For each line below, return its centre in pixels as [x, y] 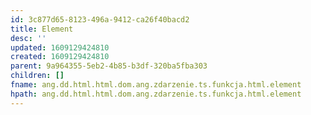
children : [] [37, 76]
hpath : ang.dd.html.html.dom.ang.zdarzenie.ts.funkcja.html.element [156, 94]
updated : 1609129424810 [60, 47]
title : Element [42, 29]
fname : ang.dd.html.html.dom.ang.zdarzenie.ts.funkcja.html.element [156, 85]
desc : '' [28, 38]
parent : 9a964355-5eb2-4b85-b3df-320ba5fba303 [109, 66]
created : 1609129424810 [60, 57]
